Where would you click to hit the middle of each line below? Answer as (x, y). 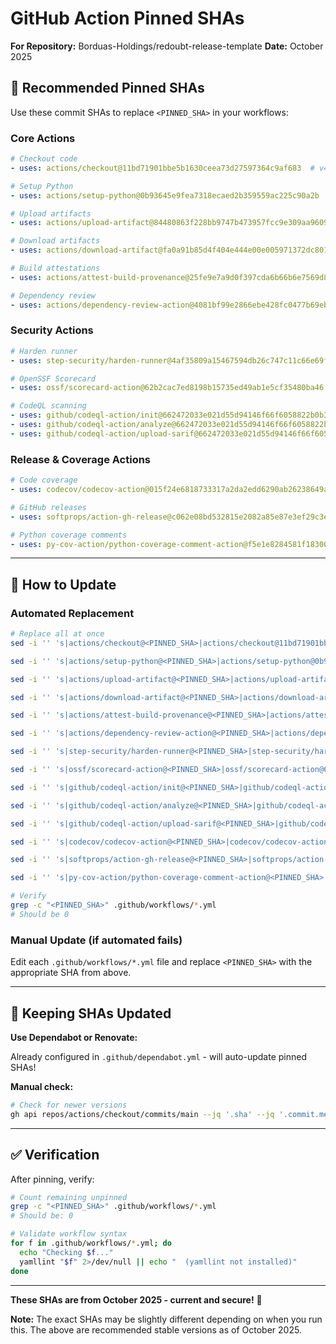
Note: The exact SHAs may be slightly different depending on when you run (166, 1319)
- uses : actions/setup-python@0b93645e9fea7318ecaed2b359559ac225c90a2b (165, 195)
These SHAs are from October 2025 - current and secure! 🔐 (136, 1299)
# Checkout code (44, 159)
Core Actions (43, 138)
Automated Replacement (72, 613)
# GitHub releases (48, 507)
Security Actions (52, 330)
